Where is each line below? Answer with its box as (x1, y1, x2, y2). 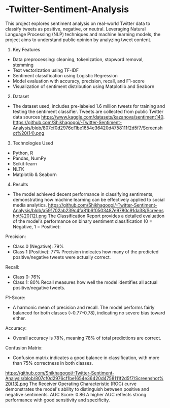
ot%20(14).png (12, 130, 45, 136)
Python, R (12, 150, 33, 156)
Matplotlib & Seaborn (12, 171, 57, 178)
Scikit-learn (12, 160, 37, 166)
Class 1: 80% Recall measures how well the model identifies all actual (12, 279, 158, 285)
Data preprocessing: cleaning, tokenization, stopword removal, (12, 56, 144, 62)
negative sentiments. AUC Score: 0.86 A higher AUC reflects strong (5, 391, 147, 397)
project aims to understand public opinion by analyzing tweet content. (5, 37, 152, 43)
